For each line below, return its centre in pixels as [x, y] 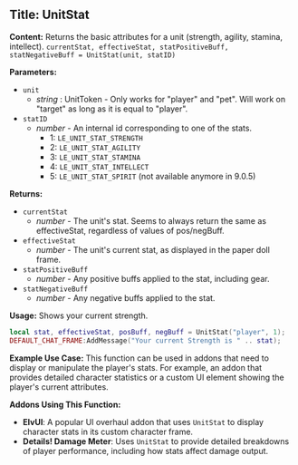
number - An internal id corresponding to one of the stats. [144, 128]
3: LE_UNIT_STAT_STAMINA [95, 157]
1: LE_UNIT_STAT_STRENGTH [96, 137]
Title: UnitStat [49, 15]
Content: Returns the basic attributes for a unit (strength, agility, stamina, [146, 36]
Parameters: [33, 72]
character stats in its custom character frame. [107, 431]
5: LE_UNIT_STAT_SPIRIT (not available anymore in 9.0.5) [153, 176]
